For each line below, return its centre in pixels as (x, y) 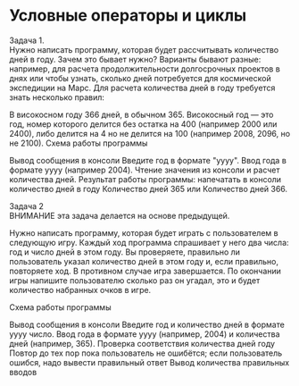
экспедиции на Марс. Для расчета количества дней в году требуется (142, 88)
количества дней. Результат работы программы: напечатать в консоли (145, 179)
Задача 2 (27, 206)
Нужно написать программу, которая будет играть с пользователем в (144, 232)
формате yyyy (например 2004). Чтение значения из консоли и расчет (145, 170)
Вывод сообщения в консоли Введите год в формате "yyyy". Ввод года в (148, 160)
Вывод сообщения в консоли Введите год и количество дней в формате (147, 324)
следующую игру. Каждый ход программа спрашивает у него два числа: (149, 242)
